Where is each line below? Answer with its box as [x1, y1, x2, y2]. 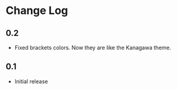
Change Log [5, 4, 68, 18]
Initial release [14, 77, 48, 85]
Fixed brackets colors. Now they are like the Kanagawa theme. [14, 44, 172, 51]
